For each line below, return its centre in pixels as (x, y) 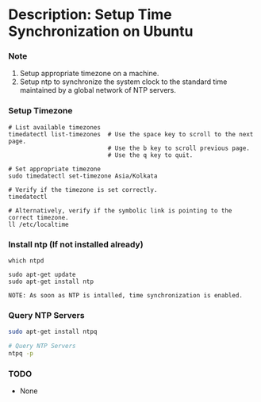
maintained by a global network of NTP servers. (98, 90)
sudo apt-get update (42, 275)
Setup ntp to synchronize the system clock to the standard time (123, 82)
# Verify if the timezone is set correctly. (83, 190)
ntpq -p (21, 354)
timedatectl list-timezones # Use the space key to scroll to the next (131, 134)
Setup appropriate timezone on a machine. (89, 74)
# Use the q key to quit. (150, 155)
